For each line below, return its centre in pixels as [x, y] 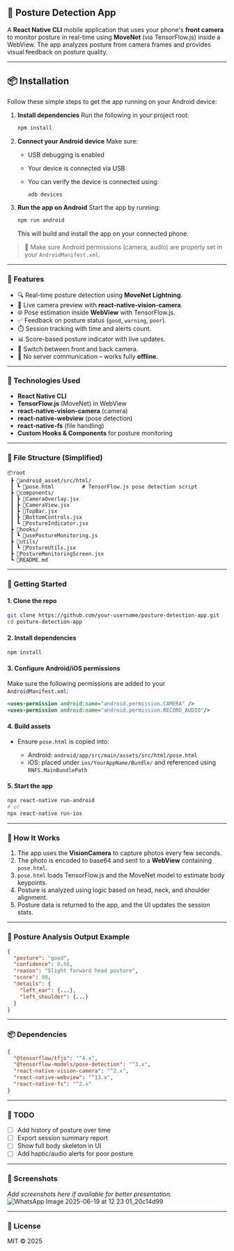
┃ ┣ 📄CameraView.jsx [40, 505]
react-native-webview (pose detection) [75, 418]
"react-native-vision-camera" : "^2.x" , [71, 1071]
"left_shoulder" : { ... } [54, 997]
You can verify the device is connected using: [93, 181]
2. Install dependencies [42, 638]
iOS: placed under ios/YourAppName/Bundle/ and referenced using [122, 762]
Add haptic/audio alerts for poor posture [75, 1153]
